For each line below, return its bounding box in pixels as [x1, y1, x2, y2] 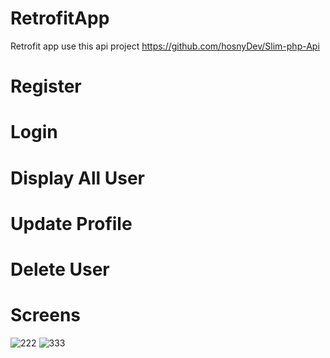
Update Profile [10, 212, 133, 235]
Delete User [10, 258, 110, 281]
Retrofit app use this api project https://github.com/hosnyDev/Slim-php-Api [10, 40, 320, 52]
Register [10, 75, 82, 98]
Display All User [10, 167, 145, 189]
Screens [10, 304, 81, 327]
